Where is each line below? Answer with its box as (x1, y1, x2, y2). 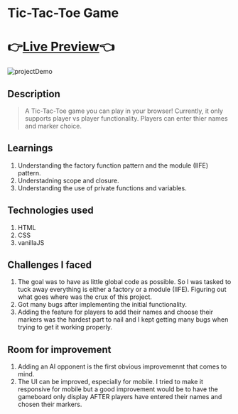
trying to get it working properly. (17, 323, 112, 332)
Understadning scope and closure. (17, 176, 119, 185)
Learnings (7, 142, 53, 154)
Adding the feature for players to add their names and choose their (17, 307, 214, 317)
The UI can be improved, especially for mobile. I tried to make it (17, 378, 204, 386)
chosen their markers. (17, 400, 82, 409)
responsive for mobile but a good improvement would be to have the (17, 385, 218, 393)
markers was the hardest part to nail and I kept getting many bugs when (17, 315, 229, 324)
